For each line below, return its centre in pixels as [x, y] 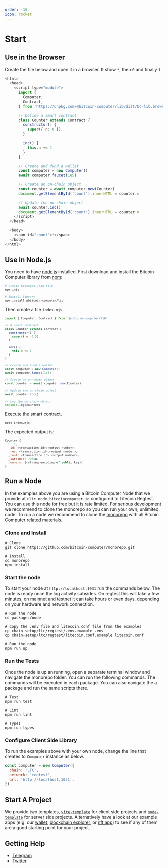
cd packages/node [23, 618]
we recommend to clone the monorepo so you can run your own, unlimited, [83, 509]
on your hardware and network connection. [50, 604]
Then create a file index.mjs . [34, 309]
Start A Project [28, 799]
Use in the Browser [35, 58]
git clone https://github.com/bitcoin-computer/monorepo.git [70, 548]
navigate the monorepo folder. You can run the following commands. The [80, 677]
